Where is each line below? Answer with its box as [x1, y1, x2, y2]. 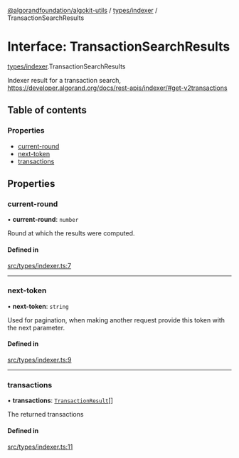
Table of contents [7, 104, 87, 116]
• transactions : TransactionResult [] [7, 396, 114, 405]
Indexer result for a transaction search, [7, 76, 122, 84]
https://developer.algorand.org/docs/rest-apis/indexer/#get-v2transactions [7, 83, 228, 92]
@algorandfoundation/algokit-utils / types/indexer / [7, 6, 158, 14]
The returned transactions [7, 410, 84, 419]
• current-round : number [7, 215, 79, 224]
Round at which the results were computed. [7, 229, 135, 238]
